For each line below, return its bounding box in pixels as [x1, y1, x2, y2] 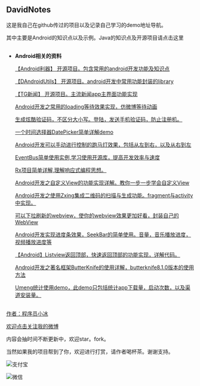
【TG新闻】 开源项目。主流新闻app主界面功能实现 [14, 91, 138, 98]
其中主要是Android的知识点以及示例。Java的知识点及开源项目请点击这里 [6, 34, 184, 41]
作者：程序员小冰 [6, 310, 48, 317]
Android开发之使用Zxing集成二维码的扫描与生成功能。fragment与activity [14, 192, 193, 199]
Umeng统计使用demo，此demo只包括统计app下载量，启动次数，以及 [14, 284, 186, 291]
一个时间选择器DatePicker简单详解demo [14, 128, 113, 136]
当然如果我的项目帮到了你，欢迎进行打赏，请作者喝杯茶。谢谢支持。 [6, 348, 174, 355]
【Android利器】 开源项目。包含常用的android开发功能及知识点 [14, 65, 170, 72]
